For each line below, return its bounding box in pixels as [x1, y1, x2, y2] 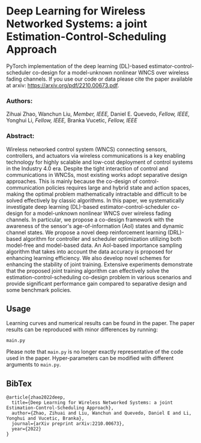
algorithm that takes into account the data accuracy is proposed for [6, 248, 173, 255]
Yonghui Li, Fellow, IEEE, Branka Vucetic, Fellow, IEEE [6, 117, 138, 124]
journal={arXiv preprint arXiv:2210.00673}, [11, 421, 125, 427]
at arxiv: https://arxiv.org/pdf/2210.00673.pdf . [6, 81, 119, 88]
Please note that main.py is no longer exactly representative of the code [6, 348, 184, 356]
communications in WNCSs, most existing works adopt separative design [6, 171, 188, 178]
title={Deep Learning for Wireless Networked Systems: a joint [11, 400, 173, 406]
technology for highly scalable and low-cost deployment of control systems [6, 158, 193, 166]
